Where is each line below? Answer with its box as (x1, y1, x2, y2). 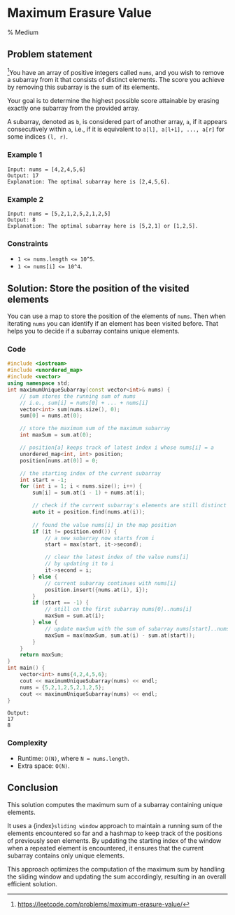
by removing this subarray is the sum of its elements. (7, 83, 160, 92)
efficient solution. (7, 879, 57, 888)
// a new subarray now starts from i (44, 535, 155, 542)
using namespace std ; (7, 380, 71, 387)
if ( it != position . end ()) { (32, 528, 117, 535)
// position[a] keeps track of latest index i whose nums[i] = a (20, 444, 215, 451)
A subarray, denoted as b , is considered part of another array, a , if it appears (7, 118, 227, 126)
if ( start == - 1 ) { (32, 599, 90, 607)
